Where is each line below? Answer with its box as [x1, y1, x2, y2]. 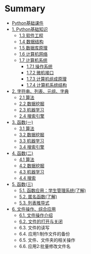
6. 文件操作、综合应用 [11, 206, 56, 212]
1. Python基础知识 [11, 26, 48, 32]
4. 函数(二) [11, 150, 33, 156]
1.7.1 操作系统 [26, 63, 53, 69]
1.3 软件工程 [19, 32, 44, 38]
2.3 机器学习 [19, 107, 45, 113]
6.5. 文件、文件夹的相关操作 [19, 237, 76, 243]
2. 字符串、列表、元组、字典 [11, 88, 69, 94]
